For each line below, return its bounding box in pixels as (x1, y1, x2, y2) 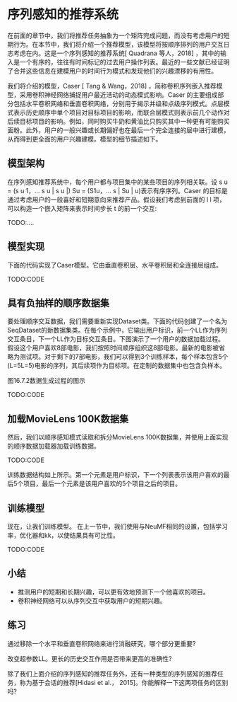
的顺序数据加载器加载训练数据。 (7, 442, 100, 450)
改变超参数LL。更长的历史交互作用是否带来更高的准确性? (7, 654, 172, 662)
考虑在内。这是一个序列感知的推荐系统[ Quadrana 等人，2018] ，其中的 (13, 49, 221, 57)
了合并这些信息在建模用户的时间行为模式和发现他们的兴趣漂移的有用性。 (7, 67, 217, 75)
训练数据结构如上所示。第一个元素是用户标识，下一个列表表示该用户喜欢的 (7, 471, 224, 479)
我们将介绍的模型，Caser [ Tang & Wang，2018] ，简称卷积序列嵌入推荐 (7, 81, 217, 90)
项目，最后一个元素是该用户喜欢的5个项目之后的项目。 (23, 479, 182, 488)
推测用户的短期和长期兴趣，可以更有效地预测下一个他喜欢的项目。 (17, 587, 209, 596)
